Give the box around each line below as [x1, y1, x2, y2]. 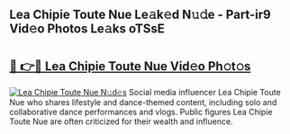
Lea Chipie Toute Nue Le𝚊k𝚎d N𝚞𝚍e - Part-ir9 [9, 7, 272, 22]
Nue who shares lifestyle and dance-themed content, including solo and [9, 97, 277, 107]
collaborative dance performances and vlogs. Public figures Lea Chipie [9, 107, 273, 117]
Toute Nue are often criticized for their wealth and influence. [9, 116, 233, 127]
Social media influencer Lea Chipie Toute [129, 87, 281, 97]
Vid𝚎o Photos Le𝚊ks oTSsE [9, 22, 165, 37]
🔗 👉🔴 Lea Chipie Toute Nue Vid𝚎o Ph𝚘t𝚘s [9, 58, 251, 74]
